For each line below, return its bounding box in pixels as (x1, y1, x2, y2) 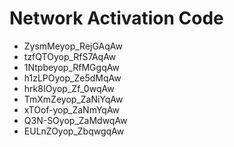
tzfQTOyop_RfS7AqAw (23, 50, 117, 62)
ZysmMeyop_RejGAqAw (23, 40, 123, 52)
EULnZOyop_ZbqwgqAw (23, 125, 125, 137)
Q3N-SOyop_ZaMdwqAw (23, 114, 128, 126)
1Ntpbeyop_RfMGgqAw (23, 61, 120, 73)
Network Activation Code (9, 7, 224, 30)
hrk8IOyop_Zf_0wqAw (23, 82, 115, 94)
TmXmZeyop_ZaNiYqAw (23, 93, 124, 105)
